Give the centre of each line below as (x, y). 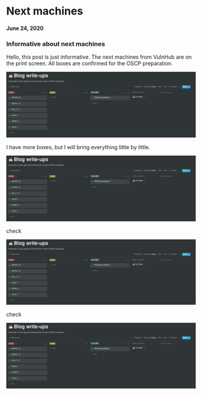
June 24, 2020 (25, 28)
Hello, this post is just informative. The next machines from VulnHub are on (99, 57)
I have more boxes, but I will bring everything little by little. (78, 147)
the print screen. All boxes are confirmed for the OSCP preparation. (90, 63)
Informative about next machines (56, 43)
